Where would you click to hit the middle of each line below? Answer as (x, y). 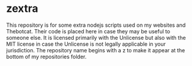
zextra (22, 9)
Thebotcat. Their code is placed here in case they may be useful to (88, 31)
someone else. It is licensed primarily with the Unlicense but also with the (96, 37)
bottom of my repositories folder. (46, 56)
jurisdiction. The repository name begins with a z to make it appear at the (96, 50)
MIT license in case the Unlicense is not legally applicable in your (86, 44)
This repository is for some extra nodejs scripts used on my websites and (96, 25)
